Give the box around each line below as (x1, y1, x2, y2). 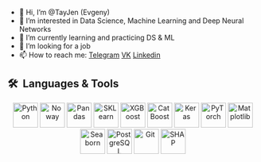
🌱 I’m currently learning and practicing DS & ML (18, 33, 175, 42)
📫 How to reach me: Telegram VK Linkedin (18, 50, 161, 60)
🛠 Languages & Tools (7, 77, 119, 91)
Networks (18, 25, 52, 33)
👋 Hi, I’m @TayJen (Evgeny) (18, 8, 111, 17)
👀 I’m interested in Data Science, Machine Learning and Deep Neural (18, 16, 244, 25)
